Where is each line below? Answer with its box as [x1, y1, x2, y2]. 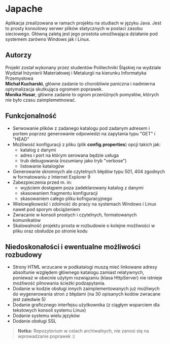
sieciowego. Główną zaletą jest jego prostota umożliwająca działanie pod [5, 31, 158, 37]
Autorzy [5, 51, 32, 60]
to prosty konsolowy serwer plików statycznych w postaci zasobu [5, 25, 143, 31]
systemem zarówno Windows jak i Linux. [5, 36, 90, 42]
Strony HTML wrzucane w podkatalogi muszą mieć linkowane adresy [12, 264, 157, 270]
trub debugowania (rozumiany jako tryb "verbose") [20, 157, 127, 163]
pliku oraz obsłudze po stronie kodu [12, 227, 88, 234]
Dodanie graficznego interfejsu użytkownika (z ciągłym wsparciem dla [12, 302, 160, 308]
